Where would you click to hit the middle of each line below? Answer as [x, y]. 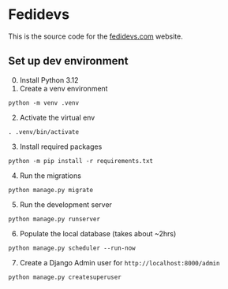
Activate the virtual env [57, 117]
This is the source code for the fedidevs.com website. [95, 36]
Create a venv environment [64, 88]
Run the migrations [50, 176]
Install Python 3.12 [49, 80]
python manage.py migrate [50, 190]
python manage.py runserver [54, 219]
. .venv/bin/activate [44, 132]
